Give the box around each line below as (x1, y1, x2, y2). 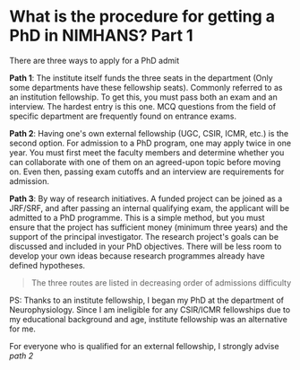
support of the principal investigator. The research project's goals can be (9, 231, 279, 242)
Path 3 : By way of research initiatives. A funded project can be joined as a (9, 193, 283, 204)
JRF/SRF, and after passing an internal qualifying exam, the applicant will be (9, 202, 289, 213)
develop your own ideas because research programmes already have (9, 250, 266, 261)
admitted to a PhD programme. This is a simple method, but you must (9, 212, 265, 223)
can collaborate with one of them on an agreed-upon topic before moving (9, 156, 281, 167)
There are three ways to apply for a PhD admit (9, 55, 180, 66)
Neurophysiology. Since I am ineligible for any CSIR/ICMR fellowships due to (9, 304, 291, 315)
